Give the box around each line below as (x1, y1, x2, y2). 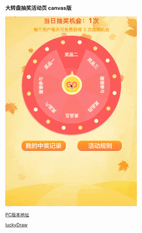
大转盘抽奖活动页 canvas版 (5, 4, 72, 11)
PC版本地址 (5, 212, 29, 218)
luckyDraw (5, 222, 28, 228)
